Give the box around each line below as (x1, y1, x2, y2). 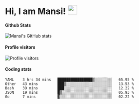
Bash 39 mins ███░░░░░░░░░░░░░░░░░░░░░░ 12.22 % (5, 85, 134, 90)
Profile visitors (5, 44, 36, 50)
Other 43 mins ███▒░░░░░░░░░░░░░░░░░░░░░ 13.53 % (5, 81, 134, 86)
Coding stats (5, 66, 32, 72)
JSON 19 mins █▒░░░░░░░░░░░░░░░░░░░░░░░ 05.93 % (5, 90, 134, 95)
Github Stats (5, 22, 31, 28)
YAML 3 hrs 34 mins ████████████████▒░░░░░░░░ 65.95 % (5, 77, 134, 82)
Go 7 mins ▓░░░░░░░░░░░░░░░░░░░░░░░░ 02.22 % (5, 94, 134, 99)
